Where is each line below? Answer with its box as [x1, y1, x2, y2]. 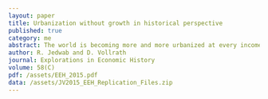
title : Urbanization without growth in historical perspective [8, 19, 223, 27]
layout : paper [8, 11, 56, 20]
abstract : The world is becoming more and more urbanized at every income [8, 42, 262, 49]
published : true [8, 26, 62, 34]
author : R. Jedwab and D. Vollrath [8, 49, 127, 57]
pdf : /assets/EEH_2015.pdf [8, 71, 98, 79]
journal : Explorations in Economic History [8, 57, 156, 65]
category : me [8, 34, 52, 42]
